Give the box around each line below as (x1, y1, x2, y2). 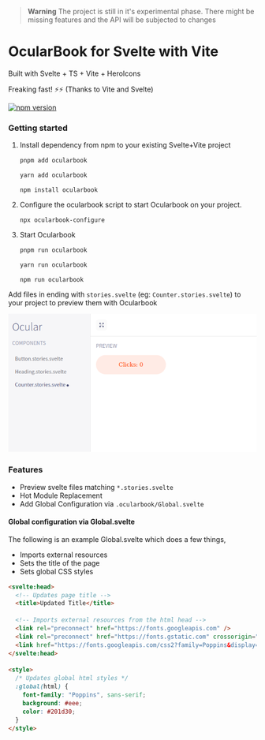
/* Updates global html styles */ (15, 675, 129, 682)
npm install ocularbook (19, 186, 99, 194)
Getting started (8, 122, 69, 133)
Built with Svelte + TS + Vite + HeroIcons (8, 69, 141, 78)
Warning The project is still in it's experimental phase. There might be (27, 7, 255, 16)
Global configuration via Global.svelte (8, 517, 136, 527)
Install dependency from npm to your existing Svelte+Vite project (19, 140, 231, 150)
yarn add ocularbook (19, 171, 88, 180)
